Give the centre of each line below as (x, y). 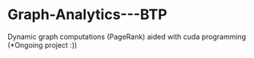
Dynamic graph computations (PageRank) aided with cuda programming (127, 37)
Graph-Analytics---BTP (87, 15)
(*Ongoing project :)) (42, 44)
